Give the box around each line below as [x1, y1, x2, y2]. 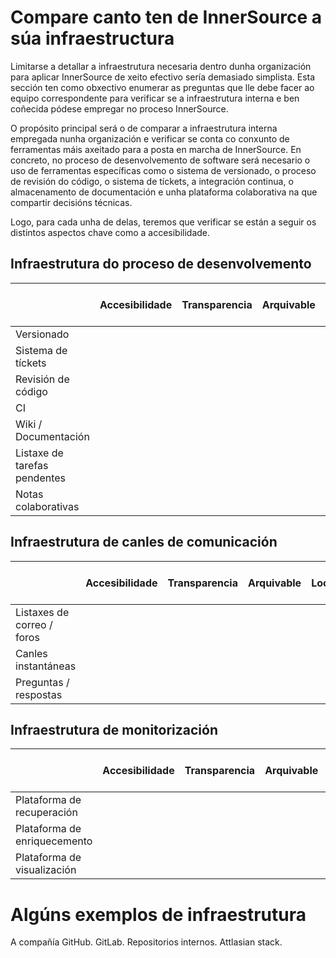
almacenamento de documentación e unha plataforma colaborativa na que [10, 186, 318, 198]
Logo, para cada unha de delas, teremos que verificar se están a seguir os [10, 216, 317, 228]
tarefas [15, 458, 49, 472]
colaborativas [15, 499, 80, 513]
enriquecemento [15, 834, 93, 848]
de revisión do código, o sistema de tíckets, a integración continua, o [10, 175, 294, 187]
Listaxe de [15, 446, 64, 460]
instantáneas [15, 659, 77, 673]
